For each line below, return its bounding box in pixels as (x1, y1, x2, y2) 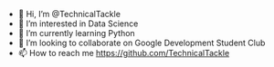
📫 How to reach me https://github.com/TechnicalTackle (17, 48, 230, 58)
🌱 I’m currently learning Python (17, 28, 135, 38)
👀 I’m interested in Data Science (17, 18, 139, 29)
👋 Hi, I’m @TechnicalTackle (17, 9, 121, 19)
